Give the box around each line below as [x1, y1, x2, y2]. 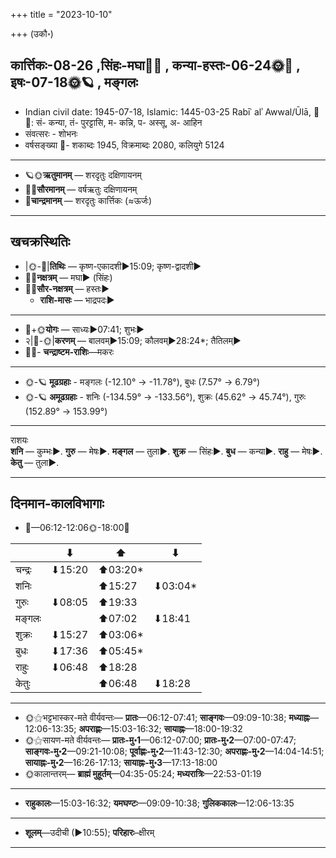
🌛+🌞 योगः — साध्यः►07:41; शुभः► [24, 323, 145, 335]
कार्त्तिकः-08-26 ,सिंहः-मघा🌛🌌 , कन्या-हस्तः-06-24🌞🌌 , [10, 57, 301, 74]
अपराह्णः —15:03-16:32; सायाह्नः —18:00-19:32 [78, 723, 243, 735]
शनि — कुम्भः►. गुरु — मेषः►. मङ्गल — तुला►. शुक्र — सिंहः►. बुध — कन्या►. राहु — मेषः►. [10, 445, 323, 457]
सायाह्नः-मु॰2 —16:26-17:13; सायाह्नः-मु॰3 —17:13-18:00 [24, 757, 218, 769]
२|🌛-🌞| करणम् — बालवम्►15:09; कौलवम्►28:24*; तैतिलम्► [24, 334, 242, 346]
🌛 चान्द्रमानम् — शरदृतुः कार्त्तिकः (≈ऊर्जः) [24, 194, 153, 206]
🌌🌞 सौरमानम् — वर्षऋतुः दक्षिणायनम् [24, 183, 138, 195]
